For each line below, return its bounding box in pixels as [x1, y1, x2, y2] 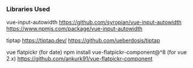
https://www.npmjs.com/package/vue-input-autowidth [6, 25, 143, 32]
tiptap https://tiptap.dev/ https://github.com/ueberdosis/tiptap [6, 37, 160, 44]
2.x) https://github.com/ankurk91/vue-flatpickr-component [6, 55, 153, 63]
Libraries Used [6, 5, 50, 13]
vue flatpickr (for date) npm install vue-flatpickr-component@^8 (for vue [6, 49, 187, 56]
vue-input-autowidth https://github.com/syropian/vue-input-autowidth [6, 19, 182, 26]
